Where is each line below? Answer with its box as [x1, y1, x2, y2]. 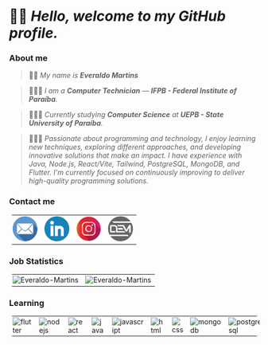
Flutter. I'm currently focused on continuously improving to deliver [28, 167, 245, 178]
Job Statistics [9, 255, 64, 266]
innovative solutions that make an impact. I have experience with [28, 151, 243, 160]
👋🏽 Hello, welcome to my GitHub [9, 7, 226, 25]
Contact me [9, 196, 56, 207]
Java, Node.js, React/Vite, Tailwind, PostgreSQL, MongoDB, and [28, 159, 240, 169]
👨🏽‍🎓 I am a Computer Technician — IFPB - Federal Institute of [28, 86, 237, 96]
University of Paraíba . [28, 119, 103, 128]
